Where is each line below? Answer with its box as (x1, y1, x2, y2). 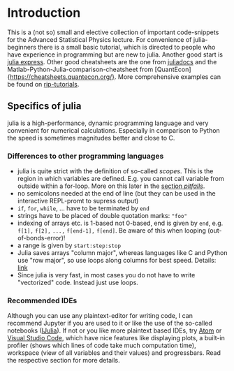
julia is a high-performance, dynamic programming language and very (7, 119, 209, 127)
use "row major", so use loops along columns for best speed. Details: (17, 256, 217, 265)
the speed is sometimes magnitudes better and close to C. (7, 133, 175, 142)
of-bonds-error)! (17, 234, 66, 242)
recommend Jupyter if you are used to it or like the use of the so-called (7, 319, 213, 328)
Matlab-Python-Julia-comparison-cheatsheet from (7, 65, 154, 73)
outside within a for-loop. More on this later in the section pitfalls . (17, 182, 205, 190)
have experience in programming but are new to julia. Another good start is (7, 50, 224, 59)
